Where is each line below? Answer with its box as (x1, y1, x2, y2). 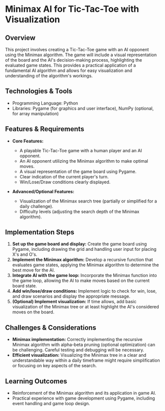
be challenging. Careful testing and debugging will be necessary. (12, 347, 144, 353)
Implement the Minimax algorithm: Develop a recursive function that (12, 257, 153, 263)
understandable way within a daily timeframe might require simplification (12, 357, 160, 363)
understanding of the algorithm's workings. (5, 73, 93, 78)
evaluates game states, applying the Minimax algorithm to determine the (12, 262, 159, 268)
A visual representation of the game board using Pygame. (19, 169, 137, 174)
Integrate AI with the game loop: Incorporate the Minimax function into (12, 273, 157, 278)
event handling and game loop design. (12, 401, 90, 407)
